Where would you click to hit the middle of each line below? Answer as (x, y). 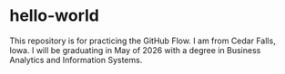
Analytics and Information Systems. (76, 60)
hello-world (55, 16)
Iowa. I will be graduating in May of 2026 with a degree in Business (135, 50)
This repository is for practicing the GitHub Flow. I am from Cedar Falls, (142, 41)
